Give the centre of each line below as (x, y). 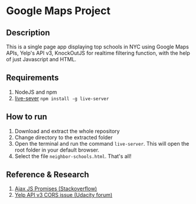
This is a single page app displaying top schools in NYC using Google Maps (98, 47)
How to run (27, 117)
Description (28, 33)
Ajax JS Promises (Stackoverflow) (56, 189)
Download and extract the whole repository (67, 131)
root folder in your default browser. (57, 150)
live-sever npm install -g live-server (62, 98)
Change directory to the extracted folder (64, 137)
